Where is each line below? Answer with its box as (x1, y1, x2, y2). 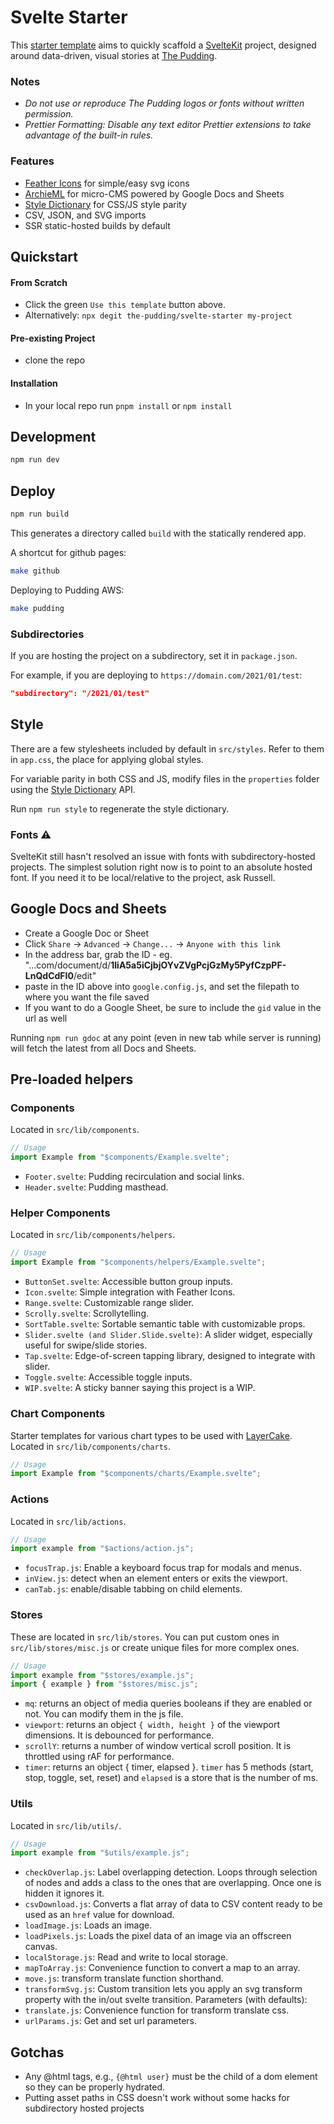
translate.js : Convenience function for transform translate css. (24, 2004, 290, 2016)
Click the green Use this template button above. (24, 299, 227, 311)
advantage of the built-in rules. (24, 129, 154, 141)
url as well (24, 1012, 68, 1024)
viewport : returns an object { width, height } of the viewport (24, 1719, 281, 1731)
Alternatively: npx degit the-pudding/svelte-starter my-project (24, 309, 293, 321)
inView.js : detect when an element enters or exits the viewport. (24, 1572, 288, 1585)
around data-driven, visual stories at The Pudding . (10, 49, 218, 61)
